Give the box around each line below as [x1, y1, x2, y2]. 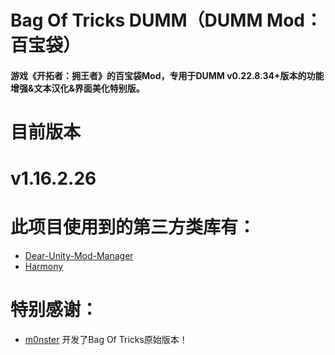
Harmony [24, 261, 64, 273]
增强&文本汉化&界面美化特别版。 [10, 82, 145, 94]
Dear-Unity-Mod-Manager [24, 250, 134, 262]
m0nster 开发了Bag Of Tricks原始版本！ [24, 334, 188, 346]
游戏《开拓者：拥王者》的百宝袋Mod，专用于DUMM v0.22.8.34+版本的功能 [10, 69, 325, 81]
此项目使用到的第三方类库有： [10, 216, 257, 239]
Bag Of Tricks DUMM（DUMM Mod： [10, 9, 323, 32]
